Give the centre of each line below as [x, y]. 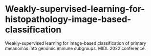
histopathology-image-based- [68, 19]
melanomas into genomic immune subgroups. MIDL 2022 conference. [75, 48]
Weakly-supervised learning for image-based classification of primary [76, 43]
